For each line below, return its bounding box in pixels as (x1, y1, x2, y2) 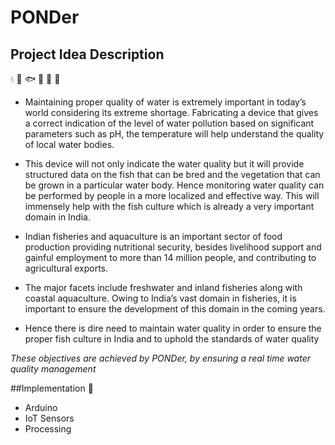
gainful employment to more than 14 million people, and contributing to (24, 252, 317, 263)
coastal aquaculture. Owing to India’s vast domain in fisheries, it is (24, 292, 297, 304)
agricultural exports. (24, 262, 109, 274)
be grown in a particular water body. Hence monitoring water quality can (24, 179, 325, 191)
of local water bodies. (24, 139, 115, 150)
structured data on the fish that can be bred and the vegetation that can (24, 169, 321, 180)
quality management (10, 363, 97, 375)
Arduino (24, 402, 58, 413)
